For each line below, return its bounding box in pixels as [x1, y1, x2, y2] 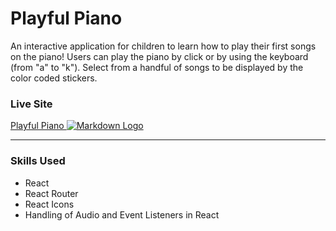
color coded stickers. [10, 72, 98, 84]
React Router [24, 187, 79, 199]
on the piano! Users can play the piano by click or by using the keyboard [10, 50, 309, 62]
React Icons [24, 198, 75, 210]
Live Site [10, 97, 53, 111]
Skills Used [10, 154, 66, 168]
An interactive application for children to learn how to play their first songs [10, 40, 317, 52]
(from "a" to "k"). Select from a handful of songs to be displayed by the [10, 61, 304, 73]
